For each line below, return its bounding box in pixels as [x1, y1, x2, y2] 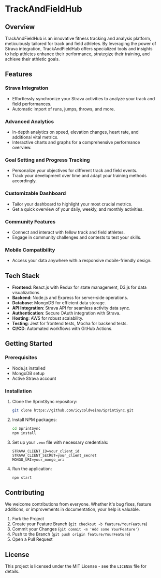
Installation [5, 388, 32, 394]
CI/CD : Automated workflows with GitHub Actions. [12, 326, 113, 331]
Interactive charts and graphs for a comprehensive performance [12, 139, 140, 145]
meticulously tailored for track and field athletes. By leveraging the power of [5, 41, 156, 47]
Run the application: [12, 466, 52, 471]
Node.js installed [12, 365, 46, 371]
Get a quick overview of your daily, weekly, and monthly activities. [12, 206, 144, 212]
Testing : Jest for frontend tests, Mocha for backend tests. [12, 320, 128, 326]
